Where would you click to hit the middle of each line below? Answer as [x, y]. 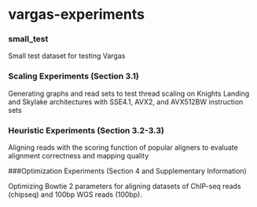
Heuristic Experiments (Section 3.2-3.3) [86, 130]
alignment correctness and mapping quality [79, 156]
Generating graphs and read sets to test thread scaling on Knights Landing [129, 93]
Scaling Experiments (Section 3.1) [73, 76]
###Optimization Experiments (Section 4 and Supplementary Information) [128, 171]
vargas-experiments [77, 15]
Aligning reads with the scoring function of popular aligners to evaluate [123, 147]
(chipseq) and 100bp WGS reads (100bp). [75, 194]
